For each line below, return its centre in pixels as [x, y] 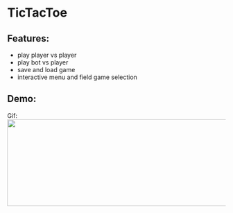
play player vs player [47, 55]
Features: [28, 39]
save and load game [46, 70]
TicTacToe [37, 13]
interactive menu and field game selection [77, 77]
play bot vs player [43, 62]
